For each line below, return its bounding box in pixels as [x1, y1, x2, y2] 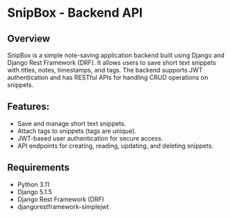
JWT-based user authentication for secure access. [17, 134, 164, 142]
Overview [7, 33, 51, 45]
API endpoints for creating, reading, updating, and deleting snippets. [17, 141, 214, 150]
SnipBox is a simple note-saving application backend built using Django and [7, 51, 225, 59]
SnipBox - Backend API [7, 5, 143, 21]
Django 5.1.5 [17, 187, 52, 196]
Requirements [7, 162, 70, 173]
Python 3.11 [17, 180, 50, 189]
